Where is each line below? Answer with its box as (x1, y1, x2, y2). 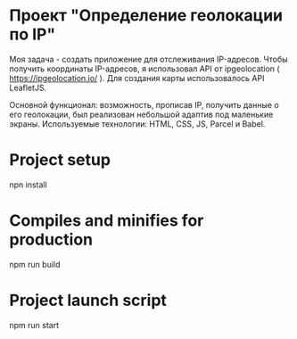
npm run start (9, 319, 60, 330)
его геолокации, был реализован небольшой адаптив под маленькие (9, 109, 274, 120)
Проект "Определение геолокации (9, 5, 284, 26)
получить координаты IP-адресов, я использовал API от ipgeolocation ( (9, 63, 280, 74)
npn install (9, 179, 47, 190)
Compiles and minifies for (9, 211, 204, 231)
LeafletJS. (9, 82, 47, 93)
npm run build (9, 259, 61, 269)
